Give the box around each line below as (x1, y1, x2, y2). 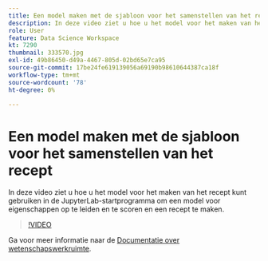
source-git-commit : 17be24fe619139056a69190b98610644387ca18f (8, 64, 219, 72)
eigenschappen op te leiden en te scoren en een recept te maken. (8, 204, 225, 214)
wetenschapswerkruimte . (8, 244, 92, 254)
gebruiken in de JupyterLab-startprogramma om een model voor (8, 196, 221, 206)
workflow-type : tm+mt (8, 71, 81, 79)
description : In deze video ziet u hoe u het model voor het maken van (8, 19, 251, 27)
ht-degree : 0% (8, 85, 56, 94)
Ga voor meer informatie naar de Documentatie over (8, 235, 180, 245)
